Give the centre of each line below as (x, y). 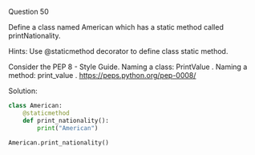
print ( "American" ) (68, 128)
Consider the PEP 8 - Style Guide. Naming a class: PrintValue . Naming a (128, 67)
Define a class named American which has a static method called (116, 27)
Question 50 (29, 12)
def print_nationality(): (66, 120)
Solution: (23, 91)
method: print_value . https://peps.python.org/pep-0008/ (102, 75)
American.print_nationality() (59, 143)
